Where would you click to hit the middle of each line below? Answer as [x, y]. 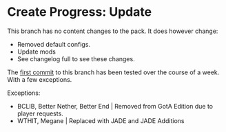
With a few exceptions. [40, 79]
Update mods [37, 52]
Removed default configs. [54, 44]
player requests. [40, 113]
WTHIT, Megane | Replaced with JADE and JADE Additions [101, 120]
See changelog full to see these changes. [76, 58]
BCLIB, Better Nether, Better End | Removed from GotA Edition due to [115, 106]
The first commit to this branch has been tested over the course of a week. [113, 72]
